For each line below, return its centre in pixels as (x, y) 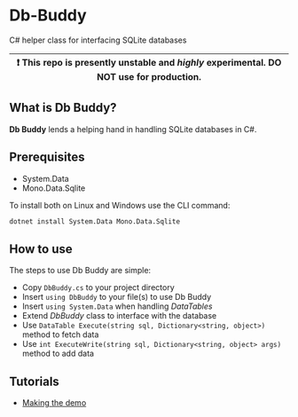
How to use (41, 249)
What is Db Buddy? (63, 108)
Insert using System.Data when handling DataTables (117, 306)
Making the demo (54, 403)
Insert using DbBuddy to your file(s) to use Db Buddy (116, 297)
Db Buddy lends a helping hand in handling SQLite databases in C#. (133, 129)
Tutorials (34, 381)
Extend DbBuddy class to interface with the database (119, 316)
